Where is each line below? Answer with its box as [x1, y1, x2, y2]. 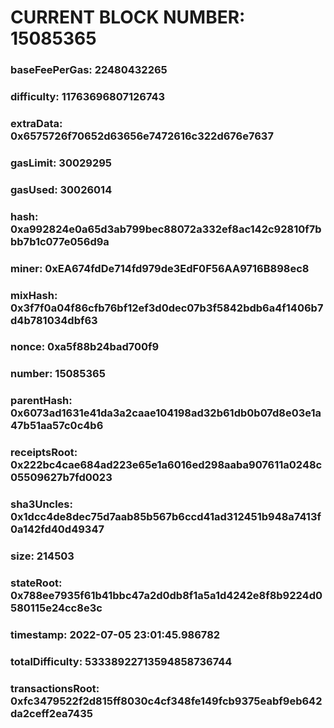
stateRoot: [10, 576, 63, 590]
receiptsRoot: [10, 446, 78, 460]
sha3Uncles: [10, 497, 73, 511]
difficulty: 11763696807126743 [10, 90, 166, 104]
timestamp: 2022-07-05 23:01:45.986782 [10, 627, 221, 641]
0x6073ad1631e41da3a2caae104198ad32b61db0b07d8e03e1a [10, 406, 322, 420]
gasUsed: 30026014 [10, 182, 113, 196]
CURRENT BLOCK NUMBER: [10, 6, 246, 29]
